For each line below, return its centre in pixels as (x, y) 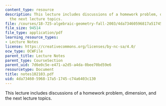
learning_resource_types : (32, 38)
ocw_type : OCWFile (24, 51)
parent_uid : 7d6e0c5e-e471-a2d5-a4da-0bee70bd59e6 (58, 65)
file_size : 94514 (23, 28)
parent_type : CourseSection (34, 60)
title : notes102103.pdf (30, 74)
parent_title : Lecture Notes (35, 56)
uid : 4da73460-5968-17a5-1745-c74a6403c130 (51, 79)
